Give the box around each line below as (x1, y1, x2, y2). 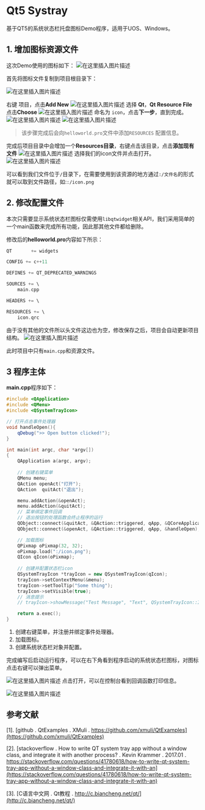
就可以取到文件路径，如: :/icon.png (6, 178, 95, 185)
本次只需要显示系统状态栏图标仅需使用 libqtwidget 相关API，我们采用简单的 (6, 215, 195, 222)
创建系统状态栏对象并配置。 (15, 644, 85, 650)
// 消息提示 (17, 594, 44, 600)
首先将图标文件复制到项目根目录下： (6, 75, 98, 82)
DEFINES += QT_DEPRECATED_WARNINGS (6, 270, 97, 276)
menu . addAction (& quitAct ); (17, 503, 86, 510)
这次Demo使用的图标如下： (6, 62, 75, 69)
